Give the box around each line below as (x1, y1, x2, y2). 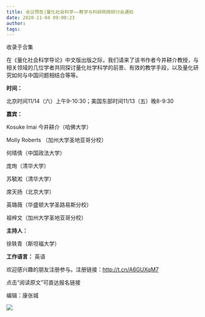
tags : (6, 26, 20, 32)
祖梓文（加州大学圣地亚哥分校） (6, 214, 87, 221)
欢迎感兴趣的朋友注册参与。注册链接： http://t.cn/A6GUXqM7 (6, 266, 159, 273)
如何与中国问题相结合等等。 (11, 71, 81, 79)
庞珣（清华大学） (6, 162, 49, 169)
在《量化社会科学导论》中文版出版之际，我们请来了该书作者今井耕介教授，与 (6, 56, 199, 64)
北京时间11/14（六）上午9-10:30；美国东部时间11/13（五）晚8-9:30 (6, 98, 174, 105)
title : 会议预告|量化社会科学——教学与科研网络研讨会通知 (6, 9, 134, 15)
